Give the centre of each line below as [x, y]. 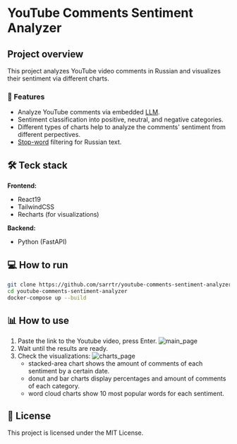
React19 [29, 200]
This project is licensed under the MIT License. [75, 433]
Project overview [45, 54]
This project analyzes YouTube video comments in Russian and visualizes [114, 71]
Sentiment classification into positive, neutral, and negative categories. [120, 120]
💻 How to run [38, 265]
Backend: [22, 228]
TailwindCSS [36, 207]
